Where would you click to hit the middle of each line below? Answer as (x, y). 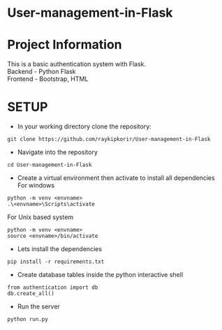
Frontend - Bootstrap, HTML (48, 79)
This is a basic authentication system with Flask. (77, 64)
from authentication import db (53, 287)
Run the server (39, 307)
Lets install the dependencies (60, 249)
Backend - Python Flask (42, 72)
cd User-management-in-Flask (50, 165)
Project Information (65, 45)
